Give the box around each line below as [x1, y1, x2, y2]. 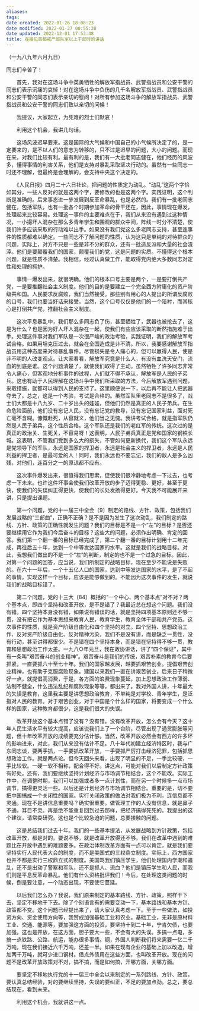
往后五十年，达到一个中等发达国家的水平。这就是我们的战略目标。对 [21, 544, 188, 550]
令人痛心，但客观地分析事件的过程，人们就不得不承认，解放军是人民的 [6, 370, 178, 377]
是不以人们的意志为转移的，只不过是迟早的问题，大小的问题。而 [31, 146, 188, 153]
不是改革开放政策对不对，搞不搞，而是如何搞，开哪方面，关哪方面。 [11, 958, 178, 965]
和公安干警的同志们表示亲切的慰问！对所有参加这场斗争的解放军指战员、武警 [6, 93, 193, 100]
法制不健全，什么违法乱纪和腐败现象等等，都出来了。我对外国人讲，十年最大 [6, 683, 193, 689]
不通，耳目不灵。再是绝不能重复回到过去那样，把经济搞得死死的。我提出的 [6, 807, 188, 814]
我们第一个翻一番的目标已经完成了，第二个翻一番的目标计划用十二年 [16, 536, 182, 543]
